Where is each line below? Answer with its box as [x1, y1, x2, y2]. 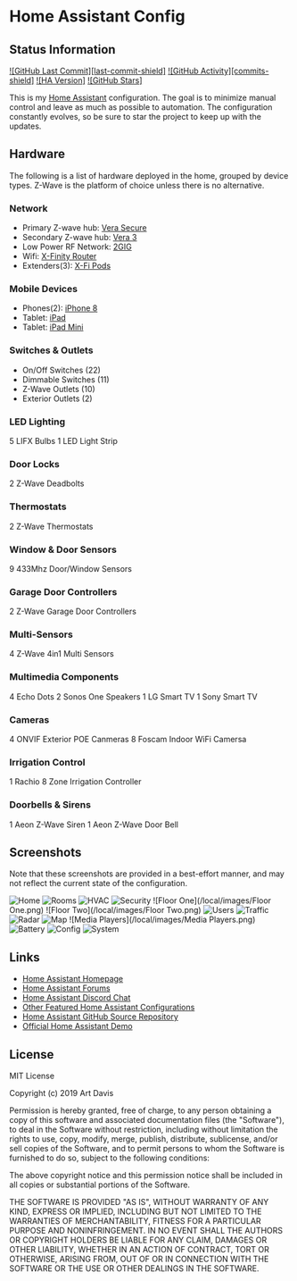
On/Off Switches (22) [21, 364, 101, 375]
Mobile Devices [9, 283, 78, 296]
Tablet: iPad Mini [21, 322, 84, 332]
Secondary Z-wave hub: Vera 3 [21, 232, 137, 243]
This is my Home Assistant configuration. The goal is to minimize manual [9, 92, 276, 103]
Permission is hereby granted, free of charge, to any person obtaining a [9, 1105, 272, 1116]
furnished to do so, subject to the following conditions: [9, 1152, 210, 1163]
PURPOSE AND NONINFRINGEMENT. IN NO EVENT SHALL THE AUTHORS [9, 1226, 284, 1236]
